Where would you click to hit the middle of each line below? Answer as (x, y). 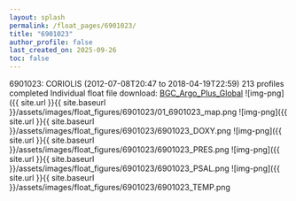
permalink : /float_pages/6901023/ (73, 26)
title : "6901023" (41, 34)
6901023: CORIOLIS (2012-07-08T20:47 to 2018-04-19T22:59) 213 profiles (147, 84)
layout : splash (37, 17)
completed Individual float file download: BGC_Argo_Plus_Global (126, 93)
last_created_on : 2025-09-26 (63, 50)
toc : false (29, 58)
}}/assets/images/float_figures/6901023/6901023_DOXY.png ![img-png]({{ (145, 131)
